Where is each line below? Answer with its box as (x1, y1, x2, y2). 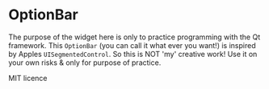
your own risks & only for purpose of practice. (8, 58, 162, 67)
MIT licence (8, 73, 48, 83)
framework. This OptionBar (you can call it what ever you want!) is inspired (8, 40, 256, 50)
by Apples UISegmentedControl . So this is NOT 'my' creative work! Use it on (8, 49, 258, 59)
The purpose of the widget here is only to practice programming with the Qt (8, 32, 261, 42)
